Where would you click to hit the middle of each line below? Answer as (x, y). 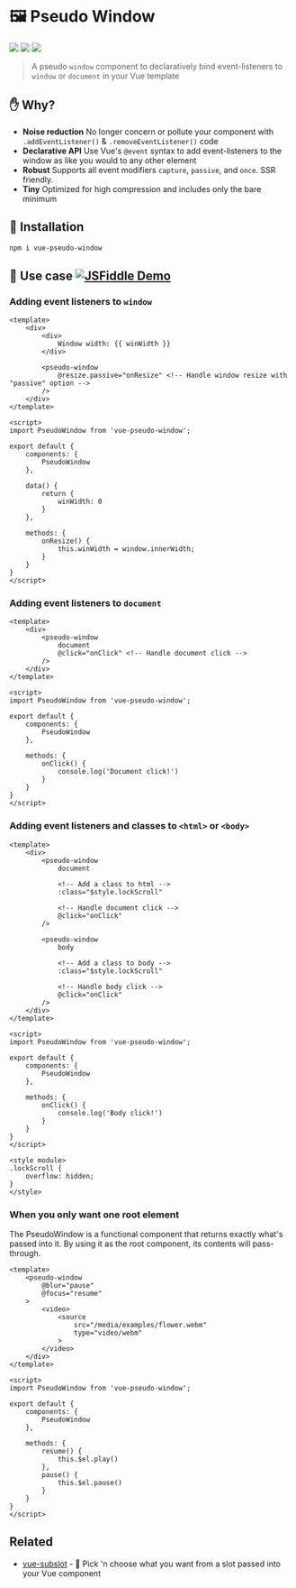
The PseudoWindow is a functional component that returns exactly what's (146, 1235)
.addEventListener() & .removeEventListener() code (120, 141)
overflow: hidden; (60, 1176)
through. (25, 1253)
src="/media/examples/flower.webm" (140, 1326)
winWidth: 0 (80, 502)
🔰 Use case (41, 275)
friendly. (38, 179)
